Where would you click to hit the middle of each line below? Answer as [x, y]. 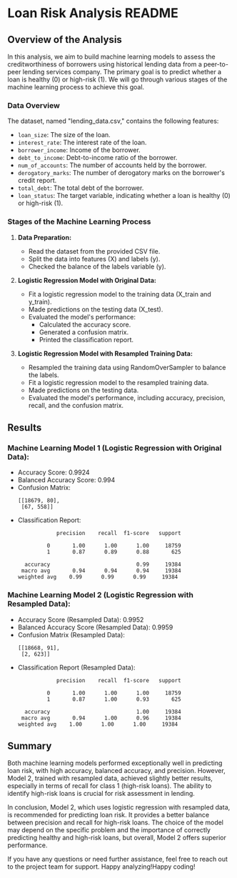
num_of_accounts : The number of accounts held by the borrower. [112, 165]
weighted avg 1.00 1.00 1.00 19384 [98, 724]
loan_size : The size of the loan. [64, 135]
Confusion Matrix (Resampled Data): [71, 634]
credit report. [37, 181]
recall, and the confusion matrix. [76, 405]
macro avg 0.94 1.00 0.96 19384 [101, 718]
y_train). [40, 301]
